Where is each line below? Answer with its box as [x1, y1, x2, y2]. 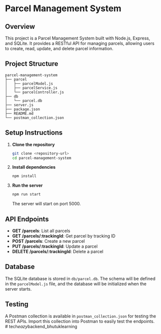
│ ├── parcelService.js [5, 85, 57, 90]
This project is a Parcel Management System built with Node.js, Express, [5, 35, 150, 41]
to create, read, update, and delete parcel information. [5, 46, 113, 51]
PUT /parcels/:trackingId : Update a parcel [12, 243, 98, 249]
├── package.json [5, 107, 40, 112]
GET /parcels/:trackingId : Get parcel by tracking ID [12, 233, 116, 239]
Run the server [12, 182, 43, 188]
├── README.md [5, 111, 34, 116]
